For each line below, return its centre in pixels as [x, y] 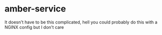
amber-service [35, 9]
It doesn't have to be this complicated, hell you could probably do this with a [81, 22]
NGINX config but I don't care [34, 27]
